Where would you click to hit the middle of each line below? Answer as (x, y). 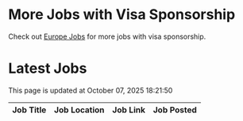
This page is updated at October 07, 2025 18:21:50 (91, 90)
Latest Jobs (48, 68)
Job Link (129, 110)
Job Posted (175, 110)
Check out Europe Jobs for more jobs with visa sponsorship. (107, 36)
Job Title (29, 110)
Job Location (79, 110)
